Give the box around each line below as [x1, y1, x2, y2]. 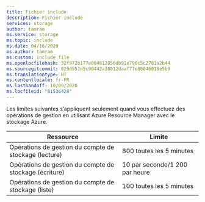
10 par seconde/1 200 [121, 160, 188, 168]
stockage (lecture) [9, 150, 63, 159]
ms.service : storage [6, 32, 59, 38]
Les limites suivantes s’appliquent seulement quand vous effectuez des [6, 105, 185, 112]
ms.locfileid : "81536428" [6, 88, 72, 95]
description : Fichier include [6, 15, 84, 21]
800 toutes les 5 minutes [121, 146, 194, 155]
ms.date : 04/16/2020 [6, 43, 59, 49]
